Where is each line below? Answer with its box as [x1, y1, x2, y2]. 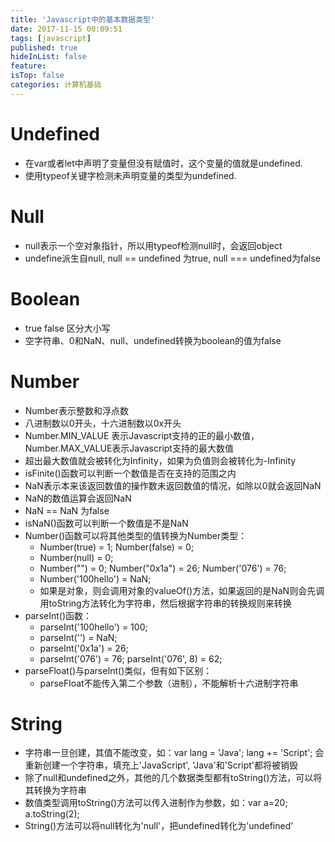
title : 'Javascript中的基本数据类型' [10, 14, 156, 25]
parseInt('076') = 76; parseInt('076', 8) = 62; [39, 652, 223, 665]
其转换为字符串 [24, 784, 87, 796]
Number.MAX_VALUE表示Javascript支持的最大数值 [24, 442, 234, 454]
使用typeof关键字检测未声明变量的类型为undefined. [24, 169, 237, 181]
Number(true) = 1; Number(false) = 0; [39, 541, 195, 553]
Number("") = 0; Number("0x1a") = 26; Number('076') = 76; [39, 562, 287, 574]
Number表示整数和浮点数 [24, 404, 129, 416]
